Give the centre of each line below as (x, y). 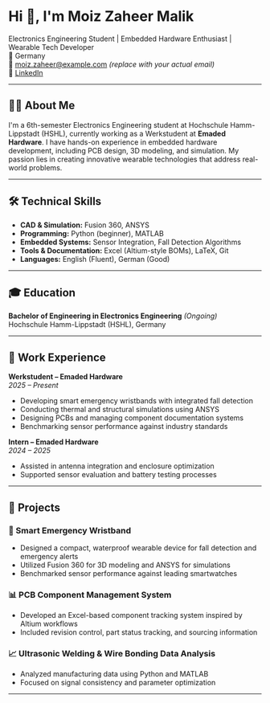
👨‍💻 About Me (42, 106)
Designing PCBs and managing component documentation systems (131, 418)
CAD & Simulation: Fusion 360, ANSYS (85, 225)
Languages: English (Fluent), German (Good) (95, 259)
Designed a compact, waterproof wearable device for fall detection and (138, 548)
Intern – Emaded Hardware (53, 442)
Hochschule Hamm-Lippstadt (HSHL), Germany (87, 325)
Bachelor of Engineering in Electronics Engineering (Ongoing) (113, 316)
